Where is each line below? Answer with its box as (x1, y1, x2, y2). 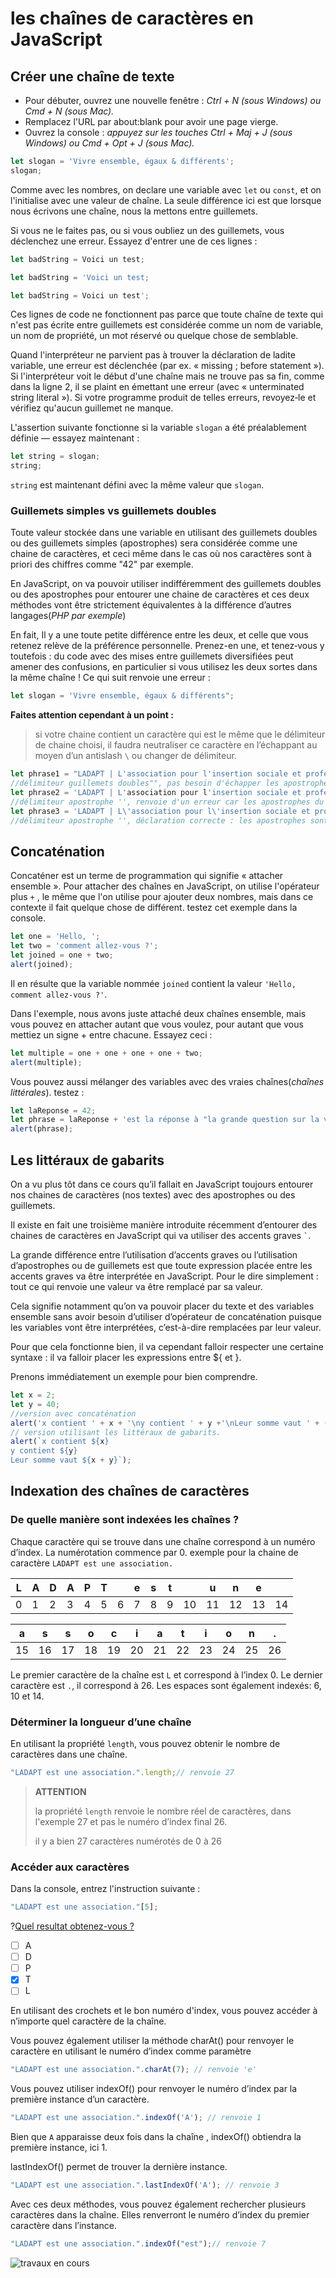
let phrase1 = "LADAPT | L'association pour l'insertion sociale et (10, 769, 302, 779)
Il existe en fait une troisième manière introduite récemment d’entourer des (10, 1219, 318, 1231)
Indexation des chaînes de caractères (10, 1483, 250, 1500)
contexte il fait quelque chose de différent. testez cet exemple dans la (10, 902, 298, 914)
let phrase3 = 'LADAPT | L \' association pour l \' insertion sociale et (10, 806, 311, 816)
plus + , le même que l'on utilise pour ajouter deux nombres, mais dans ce (10, 891, 314, 903)
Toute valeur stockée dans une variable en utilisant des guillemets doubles (10, 527, 318, 539)
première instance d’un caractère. (10, 2093, 150, 2106)
